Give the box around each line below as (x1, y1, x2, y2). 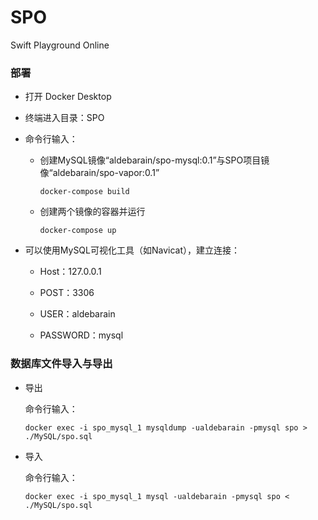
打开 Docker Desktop (24, 91, 112, 103)
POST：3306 (39, 287, 95, 299)
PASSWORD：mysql (39, 329, 124, 341)
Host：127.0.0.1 (39, 266, 102, 278)
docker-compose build (39, 187, 130, 197)
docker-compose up (39, 226, 117, 236)
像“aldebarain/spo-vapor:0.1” (39, 167, 160, 179)
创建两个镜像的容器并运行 (39, 206, 146, 218)
